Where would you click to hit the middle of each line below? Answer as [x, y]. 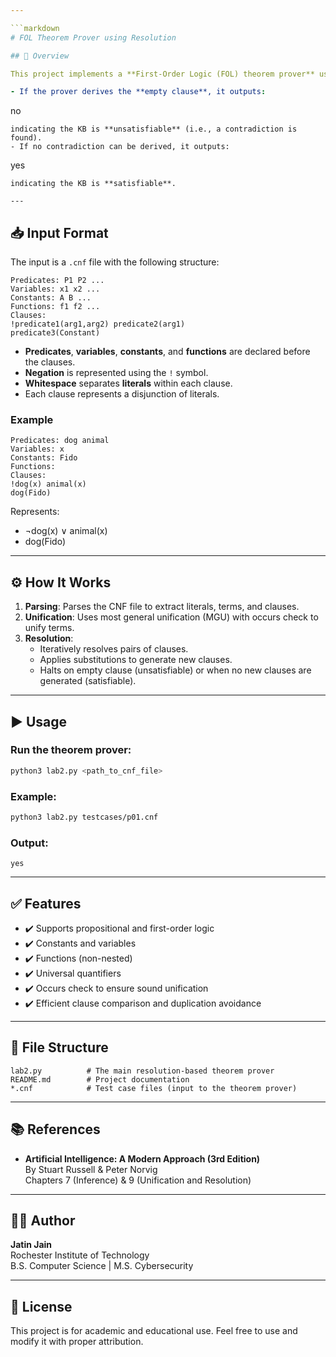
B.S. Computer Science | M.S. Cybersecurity [102, 1266]
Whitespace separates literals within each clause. [128, 383]
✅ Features [46, 903]
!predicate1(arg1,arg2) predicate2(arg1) [98, 324]
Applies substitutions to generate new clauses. [136, 660]
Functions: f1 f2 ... [55, 307]
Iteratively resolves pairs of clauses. [114, 649]
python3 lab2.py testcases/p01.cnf [84, 817]
